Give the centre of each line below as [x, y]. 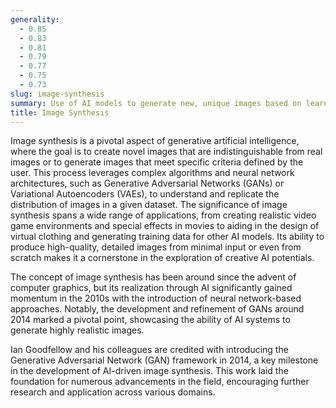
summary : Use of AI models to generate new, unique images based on [156, 103]
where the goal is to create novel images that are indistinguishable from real [166, 152]
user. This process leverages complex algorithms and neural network [152, 173]
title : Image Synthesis [60, 112]
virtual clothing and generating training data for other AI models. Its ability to [167, 237]
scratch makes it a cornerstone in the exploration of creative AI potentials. [162, 258]
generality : [35, 19]
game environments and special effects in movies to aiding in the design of [165, 226]
